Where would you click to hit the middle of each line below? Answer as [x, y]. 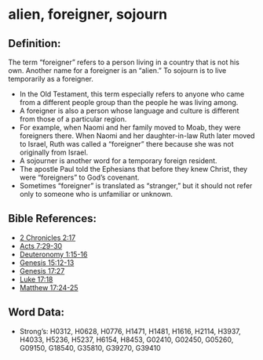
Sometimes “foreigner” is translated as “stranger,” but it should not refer [136, 185]
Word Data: [37, 313]
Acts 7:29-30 [41, 245]
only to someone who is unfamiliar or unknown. [96, 194]
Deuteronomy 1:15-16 [53, 254]
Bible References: [52, 218]
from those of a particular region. [73, 119]
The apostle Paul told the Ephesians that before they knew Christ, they [133, 169]
